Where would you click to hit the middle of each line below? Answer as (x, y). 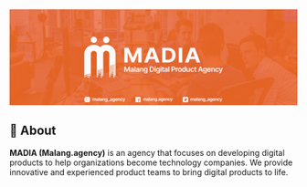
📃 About (33, 131)
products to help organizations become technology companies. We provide (151, 162)
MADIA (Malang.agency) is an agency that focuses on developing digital (147, 152)
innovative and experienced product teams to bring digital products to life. (149, 171)
